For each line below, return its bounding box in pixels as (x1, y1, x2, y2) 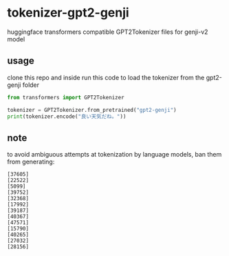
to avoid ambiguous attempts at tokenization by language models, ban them (7, 150, 222, 159)
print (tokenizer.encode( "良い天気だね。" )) (7, 112, 127, 120)
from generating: (7, 157, 55, 166)
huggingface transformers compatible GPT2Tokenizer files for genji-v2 (7, 28, 208, 36)
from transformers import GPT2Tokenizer (7, 94, 125, 101)
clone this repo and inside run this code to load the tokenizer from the (7, 73, 205, 81)
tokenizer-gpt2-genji (7, 5, 129, 21)
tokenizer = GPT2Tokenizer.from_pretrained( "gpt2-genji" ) (7, 106, 177, 113)
